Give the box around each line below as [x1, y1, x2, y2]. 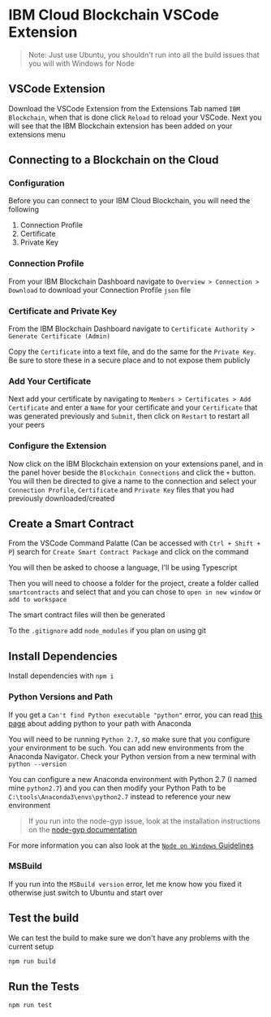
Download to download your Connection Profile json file [8, 285, 191, 294]
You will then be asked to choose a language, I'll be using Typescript [8, 563, 238, 572]
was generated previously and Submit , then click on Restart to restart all [8, 411, 250, 421]
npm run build [8, 957, 57, 965]
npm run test [8, 1002, 53, 1010]
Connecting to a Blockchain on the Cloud [8, 153, 219, 167]
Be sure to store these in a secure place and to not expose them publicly [8, 355, 251, 365]
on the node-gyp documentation [28, 824, 138, 834]
